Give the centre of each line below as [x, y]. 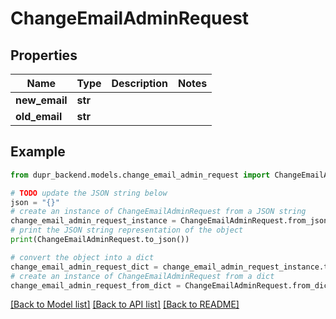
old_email [39, 116]
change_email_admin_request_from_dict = [96, 285]
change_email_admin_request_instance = [93, 221]
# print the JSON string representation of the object [127, 230]
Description [139, 83]
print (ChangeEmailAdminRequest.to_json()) [100, 240]
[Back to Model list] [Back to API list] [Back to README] [125, 304]
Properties [44, 55]
